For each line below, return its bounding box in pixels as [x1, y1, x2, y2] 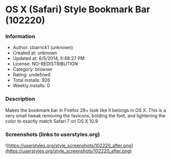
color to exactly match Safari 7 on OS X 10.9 [5, 118, 98, 124]
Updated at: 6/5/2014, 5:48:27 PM [12, 55, 85, 62]
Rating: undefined [12, 72, 51, 78]
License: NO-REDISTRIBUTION [12, 61, 78, 67]
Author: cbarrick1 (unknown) [12, 45, 73, 51]
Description [5, 95, 35, 103]
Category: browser [12, 66, 53, 72]
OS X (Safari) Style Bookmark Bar [5, 4, 151, 15]
